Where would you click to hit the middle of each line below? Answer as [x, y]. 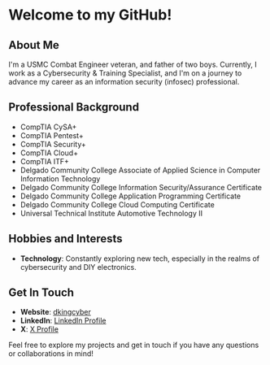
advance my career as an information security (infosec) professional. [124, 82]
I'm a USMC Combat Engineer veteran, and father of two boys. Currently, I [133, 64]
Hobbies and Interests [66, 239]
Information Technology [60, 178]
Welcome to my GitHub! [90, 15]
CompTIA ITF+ [44, 161]
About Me [34, 45]
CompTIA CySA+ [48, 127]
